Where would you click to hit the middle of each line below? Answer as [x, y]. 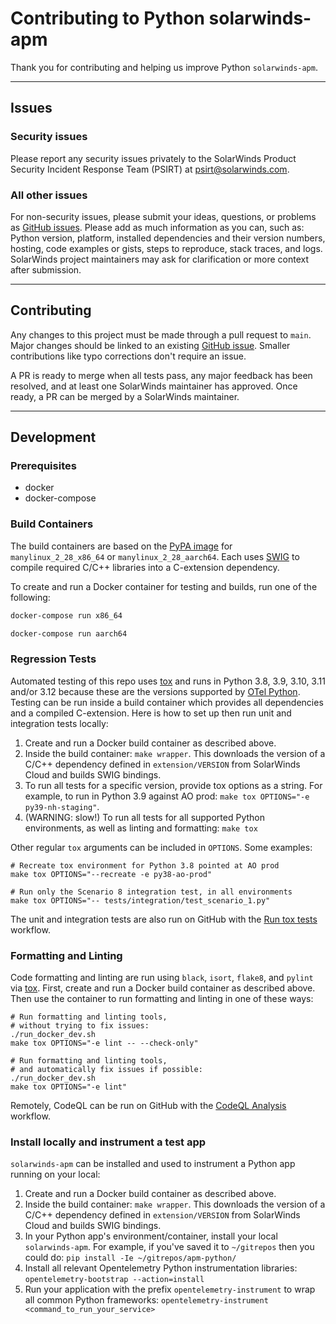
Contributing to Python [107, 18]
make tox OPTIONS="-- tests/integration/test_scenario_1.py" [140, 900]
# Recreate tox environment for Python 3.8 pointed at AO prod [145, 865]
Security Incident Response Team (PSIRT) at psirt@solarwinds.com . [150, 169]
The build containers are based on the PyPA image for [121, 546]
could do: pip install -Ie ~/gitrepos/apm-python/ [130, 1258]
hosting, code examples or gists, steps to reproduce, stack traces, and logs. [166, 248]
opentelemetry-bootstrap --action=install [114, 1280]
